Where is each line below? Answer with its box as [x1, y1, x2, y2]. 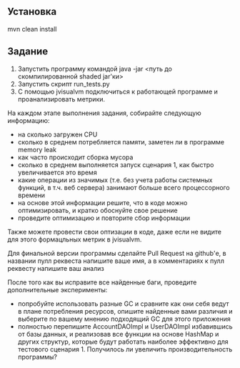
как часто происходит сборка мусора [17, 153, 134, 161]
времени [17, 191, 45, 199]
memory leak [17, 145, 57, 154]
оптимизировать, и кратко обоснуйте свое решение [17, 206, 178, 214]
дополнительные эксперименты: [7, 285, 108, 294]
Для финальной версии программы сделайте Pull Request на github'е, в [7, 249, 226, 257]
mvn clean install [7, 24, 57, 33]
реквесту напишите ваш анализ [7, 264, 105, 272]
